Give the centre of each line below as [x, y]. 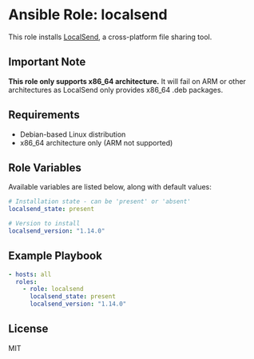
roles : [26, 281]
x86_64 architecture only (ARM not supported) [96, 142]
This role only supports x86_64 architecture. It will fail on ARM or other [127, 81]
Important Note [47, 62]
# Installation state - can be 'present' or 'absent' [100, 201]
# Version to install [44, 224]
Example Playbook [55, 256]
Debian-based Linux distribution [73, 134]
